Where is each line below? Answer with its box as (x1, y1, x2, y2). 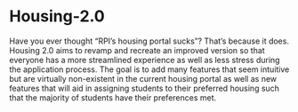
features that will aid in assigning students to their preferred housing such (9, 83, 280, 93)
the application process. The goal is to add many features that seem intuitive (9, 64, 290, 75)
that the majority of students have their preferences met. (9, 92, 217, 103)
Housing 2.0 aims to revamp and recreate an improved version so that (9, 44, 265, 55)
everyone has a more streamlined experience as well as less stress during (9, 54, 280, 65)
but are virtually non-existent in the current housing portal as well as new (9, 73, 278, 84)
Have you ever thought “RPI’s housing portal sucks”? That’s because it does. (9, 36, 289, 46)
